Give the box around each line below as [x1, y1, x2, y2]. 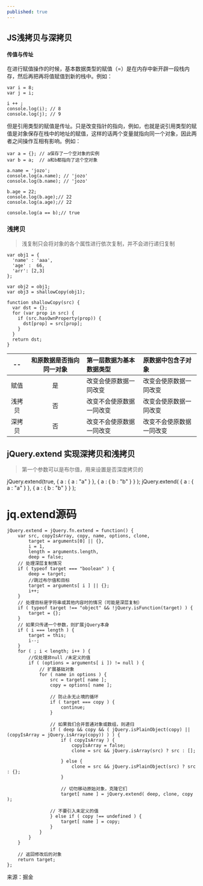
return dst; [12, 336, 43, 343]
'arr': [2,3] [12, 268, 45, 274]
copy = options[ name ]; [49, 682, 113, 688]
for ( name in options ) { [39, 672, 107, 678]
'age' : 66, [12, 262, 45, 268]
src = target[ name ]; [49, 677, 107, 683]
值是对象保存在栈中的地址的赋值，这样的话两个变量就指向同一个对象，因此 [7, 130, 192, 138]
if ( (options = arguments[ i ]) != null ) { [28, 660, 145, 666]
